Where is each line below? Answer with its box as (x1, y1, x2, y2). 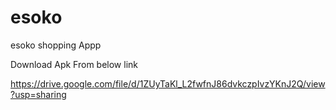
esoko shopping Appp (10, 39, 102, 51)
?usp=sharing (10, 88, 67, 100)
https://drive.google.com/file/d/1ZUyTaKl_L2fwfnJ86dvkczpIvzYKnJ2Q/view (10, 77, 326, 90)
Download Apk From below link (10, 58, 139, 70)
